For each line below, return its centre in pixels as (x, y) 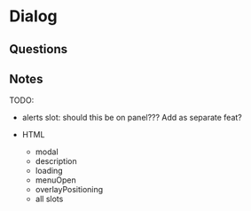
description (56, 161)
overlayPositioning (69, 190)
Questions (39, 49)
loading (49, 171)
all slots (49, 199)
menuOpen (56, 180)
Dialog (33, 16)
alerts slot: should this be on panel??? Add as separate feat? (132, 118)
